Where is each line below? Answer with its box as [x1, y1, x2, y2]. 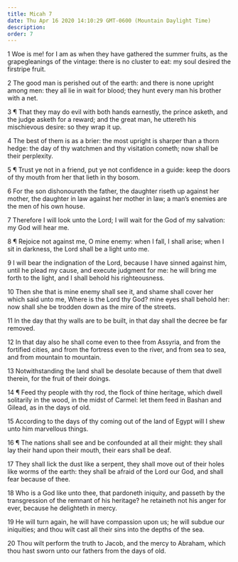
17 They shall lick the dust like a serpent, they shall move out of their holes [7, 460, 225, 469]
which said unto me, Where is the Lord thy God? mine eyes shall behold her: [7, 295, 230, 303]
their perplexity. [7, 152, 53, 160]
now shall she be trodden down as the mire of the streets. [7, 303, 176, 311]
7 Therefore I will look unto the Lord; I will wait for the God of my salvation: [7, 216, 225, 224]
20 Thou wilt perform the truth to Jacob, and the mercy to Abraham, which [7, 539, 226, 548]
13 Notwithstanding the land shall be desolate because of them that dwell [7, 367, 222, 375]
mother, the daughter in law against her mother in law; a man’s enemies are [7, 194, 227, 203]
